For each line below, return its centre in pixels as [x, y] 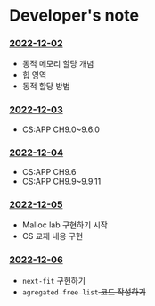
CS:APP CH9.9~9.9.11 [61, 182]
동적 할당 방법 [46, 87]
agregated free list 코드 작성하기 [84, 292]
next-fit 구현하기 [54, 280]
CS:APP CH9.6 [49, 172]
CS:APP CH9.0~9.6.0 [61, 129]
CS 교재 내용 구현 [53, 236]
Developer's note [74, 16]
